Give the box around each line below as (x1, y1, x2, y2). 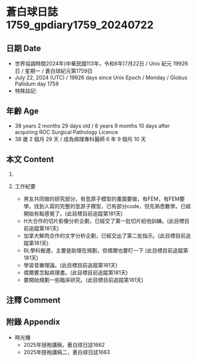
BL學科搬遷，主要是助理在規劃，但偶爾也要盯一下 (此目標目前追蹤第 (23, 247, 189, 254)
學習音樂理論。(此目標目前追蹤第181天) (23, 261, 118, 268)
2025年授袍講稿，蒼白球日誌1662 (23, 341, 105, 348)
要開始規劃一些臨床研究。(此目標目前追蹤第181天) (23, 276, 143, 283)
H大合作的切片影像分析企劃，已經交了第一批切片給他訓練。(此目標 (23, 217, 185, 224)
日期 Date (6, 43, 41, 53)
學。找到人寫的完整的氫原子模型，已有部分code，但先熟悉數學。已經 (23, 202, 191, 209)
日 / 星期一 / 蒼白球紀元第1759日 (14, 67, 93, 74)
